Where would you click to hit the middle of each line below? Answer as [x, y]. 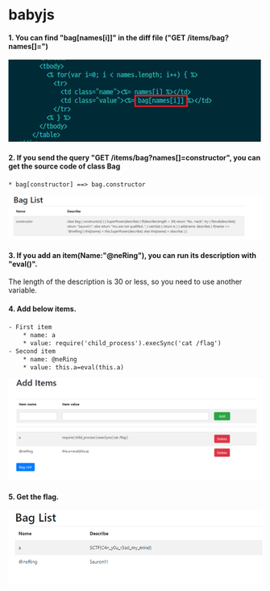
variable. [23, 290]
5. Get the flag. [33, 497]
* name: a [39, 335]
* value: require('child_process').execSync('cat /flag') [122, 343]
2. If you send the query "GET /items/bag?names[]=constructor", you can [135, 157]
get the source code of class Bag [64, 166]
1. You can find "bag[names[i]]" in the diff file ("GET [97, 37]
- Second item [32, 351]
